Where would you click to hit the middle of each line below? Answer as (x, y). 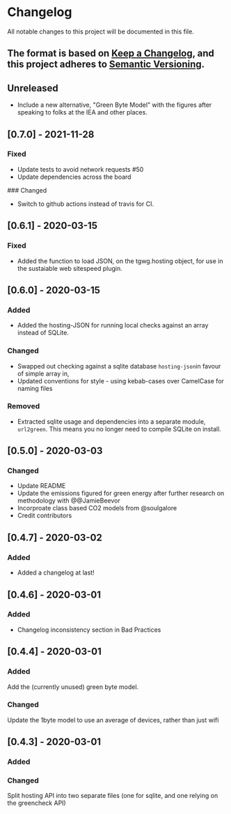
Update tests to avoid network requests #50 (80, 169)
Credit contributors (45, 516)
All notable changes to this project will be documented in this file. (101, 31)
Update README (41, 486)
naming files (35, 388)
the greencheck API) (37, 803)
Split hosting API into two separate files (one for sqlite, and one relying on (113, 796)
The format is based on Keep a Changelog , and (111, 53)
